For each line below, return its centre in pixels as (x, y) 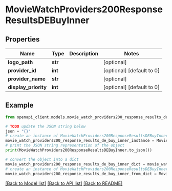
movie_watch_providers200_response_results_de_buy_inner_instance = (80, 141)
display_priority (27, 87)
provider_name (27, 79)
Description (84, 54)
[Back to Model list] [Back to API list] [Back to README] (64, 183)
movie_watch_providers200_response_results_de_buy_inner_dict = (75, 164)
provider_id (22, 70)
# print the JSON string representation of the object (65, 145)
